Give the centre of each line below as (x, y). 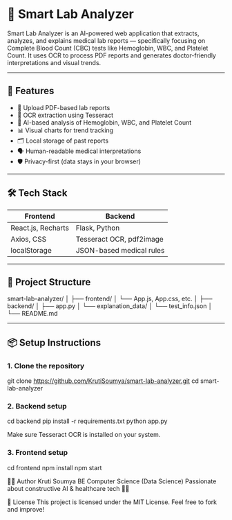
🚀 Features (31, 91)
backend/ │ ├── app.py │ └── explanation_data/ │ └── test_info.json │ (110, 306)
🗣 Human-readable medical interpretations (79, 151)
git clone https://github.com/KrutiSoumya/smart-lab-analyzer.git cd (103, 381)
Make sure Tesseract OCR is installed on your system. (84, 435)
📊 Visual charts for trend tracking (65, 130)
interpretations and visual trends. (54, 62)
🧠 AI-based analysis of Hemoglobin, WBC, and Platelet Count (104, 122)
